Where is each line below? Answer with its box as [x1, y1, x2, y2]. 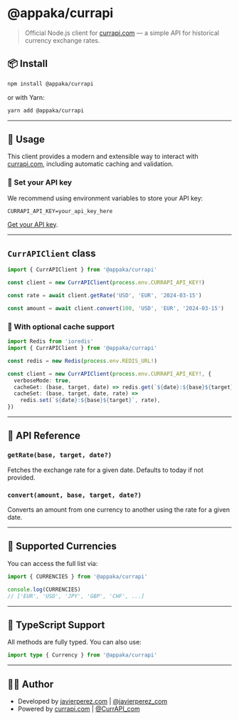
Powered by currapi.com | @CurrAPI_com [17, 704, 140, 714]
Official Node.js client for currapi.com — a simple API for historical [24, 29, 219, 37]
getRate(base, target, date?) [7, 451, 112, 459]
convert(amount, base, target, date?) [7, 490, 142, 499]
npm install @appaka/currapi [7, 80, 94, 87]
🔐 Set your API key [7, 178, 73, 187]
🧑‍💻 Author [7, 678, 54, 690]
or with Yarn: [7, 93, 45, 101]
